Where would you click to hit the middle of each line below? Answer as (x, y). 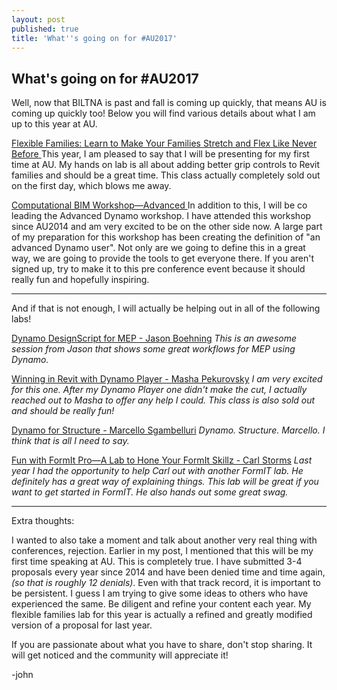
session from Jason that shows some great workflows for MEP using (153, 349)
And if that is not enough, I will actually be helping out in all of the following (166, 308)
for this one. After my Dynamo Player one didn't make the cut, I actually (159, 390)
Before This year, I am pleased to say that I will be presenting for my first (160, 154)
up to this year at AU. (54, 124)
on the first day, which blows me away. (91, 186)
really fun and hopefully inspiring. (80, 280)
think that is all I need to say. (70, 441)
